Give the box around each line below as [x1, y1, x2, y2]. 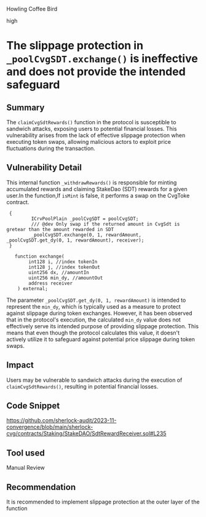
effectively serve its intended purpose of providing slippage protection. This [6, 322, 199, 330]
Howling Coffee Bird [6, 6, 58, 12]
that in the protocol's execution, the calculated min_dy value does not [6, 316, 181, 323]
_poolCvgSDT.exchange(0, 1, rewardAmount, [31, 232, 141, 238]
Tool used [6, 448, 45, 458]
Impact [6, 360, 34, 371]
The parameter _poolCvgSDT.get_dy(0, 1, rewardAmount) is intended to [6, 296, 186, 304]
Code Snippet [6, 401, 60, 411]
